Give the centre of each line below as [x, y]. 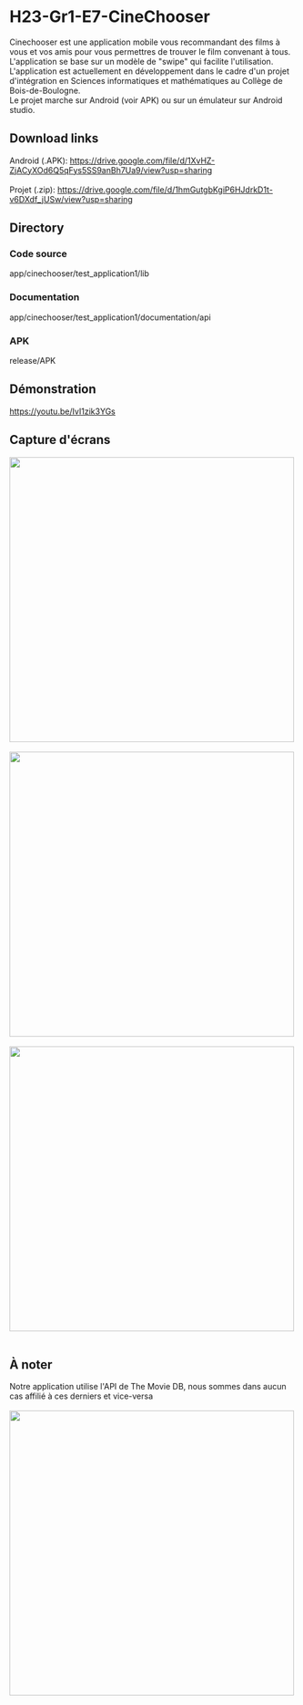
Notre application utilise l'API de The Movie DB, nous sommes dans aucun [148, 1387]
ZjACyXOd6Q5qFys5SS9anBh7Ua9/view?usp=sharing [111, 170]
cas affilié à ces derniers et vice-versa [81, 1396]
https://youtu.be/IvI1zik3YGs [62, 411]
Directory [37, 228]
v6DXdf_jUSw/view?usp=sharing [71, 199]
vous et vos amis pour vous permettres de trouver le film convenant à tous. [150, 51]
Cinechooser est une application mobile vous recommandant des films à [145, 42]
